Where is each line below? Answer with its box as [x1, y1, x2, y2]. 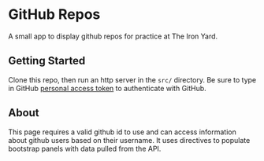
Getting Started [8, 54, 86, 68]
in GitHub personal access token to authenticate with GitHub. [8, 83, 206, 93]
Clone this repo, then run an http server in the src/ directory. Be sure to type [8, 75, 257, 84]
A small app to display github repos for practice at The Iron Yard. [8, 31, 218, 41]
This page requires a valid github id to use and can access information [8, 127, 236, 137]
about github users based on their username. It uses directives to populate [8, 135, 251, 145]
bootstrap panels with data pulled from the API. [8, 144, 162, 153]
